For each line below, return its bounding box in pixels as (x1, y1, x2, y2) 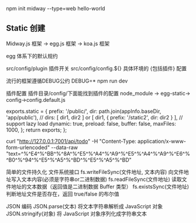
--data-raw (51, 143, 78, 151)
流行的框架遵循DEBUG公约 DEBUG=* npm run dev (6, 77, 128, 84)
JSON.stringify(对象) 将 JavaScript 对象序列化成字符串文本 (6, 210, 147, 217)
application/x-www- (137, 138, 186, 145)
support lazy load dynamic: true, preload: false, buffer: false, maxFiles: (6, 120, 177, 127)
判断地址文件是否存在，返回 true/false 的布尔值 (6, 190, 119, 197)
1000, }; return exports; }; (6, 126, 67, 133)
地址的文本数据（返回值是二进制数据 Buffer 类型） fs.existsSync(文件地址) (11, 183, 189, 190)
